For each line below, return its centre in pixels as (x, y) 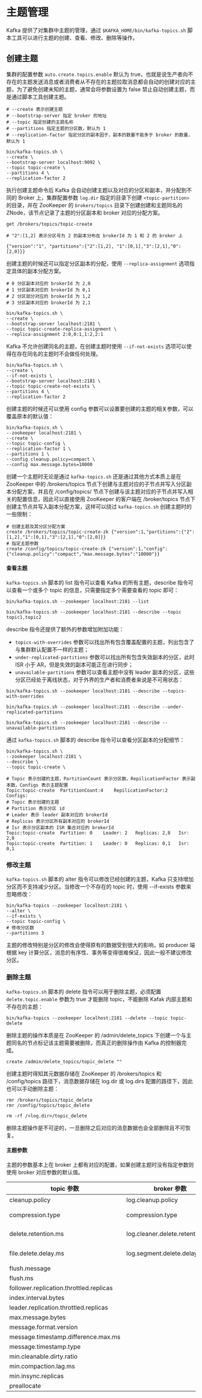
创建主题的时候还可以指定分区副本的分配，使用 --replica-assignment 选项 (98, 263)
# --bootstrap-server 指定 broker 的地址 (57, 116)
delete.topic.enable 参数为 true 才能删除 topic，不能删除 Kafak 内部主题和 (99, 999)
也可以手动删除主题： (32, 1089)
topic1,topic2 (24, 617)
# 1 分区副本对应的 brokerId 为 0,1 (48, 290)
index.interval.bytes (37, 1297)
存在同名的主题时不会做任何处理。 (59, 353)
